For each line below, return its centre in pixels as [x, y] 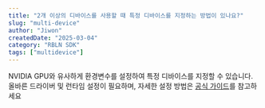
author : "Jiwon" [35, 30]
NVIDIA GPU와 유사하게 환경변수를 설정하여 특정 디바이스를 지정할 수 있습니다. [131, 76]
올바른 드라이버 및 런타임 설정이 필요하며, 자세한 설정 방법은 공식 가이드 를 [122, 86]
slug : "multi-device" [44, 23]
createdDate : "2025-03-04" [53, 38]
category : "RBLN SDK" [44, 45]
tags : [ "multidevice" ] [46, 52]
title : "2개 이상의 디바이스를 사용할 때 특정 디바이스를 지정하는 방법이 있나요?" [126, 15]
